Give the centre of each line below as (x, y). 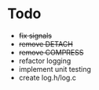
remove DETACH (46, 43)
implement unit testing (55, 69)
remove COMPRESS (51, 52)
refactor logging (45, 61)
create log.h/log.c (47, 77)
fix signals (35, 36)
